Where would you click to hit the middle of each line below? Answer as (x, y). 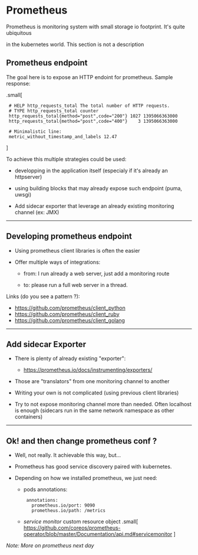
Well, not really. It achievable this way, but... (68, 455)
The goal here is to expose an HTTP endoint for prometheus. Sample (90, 77)
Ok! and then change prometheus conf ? (82, 441)
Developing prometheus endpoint (69, 236)
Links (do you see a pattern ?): (43, 296)
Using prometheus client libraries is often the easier (77, 250)
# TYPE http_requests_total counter (54, 111)
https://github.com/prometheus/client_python (70, 308)
